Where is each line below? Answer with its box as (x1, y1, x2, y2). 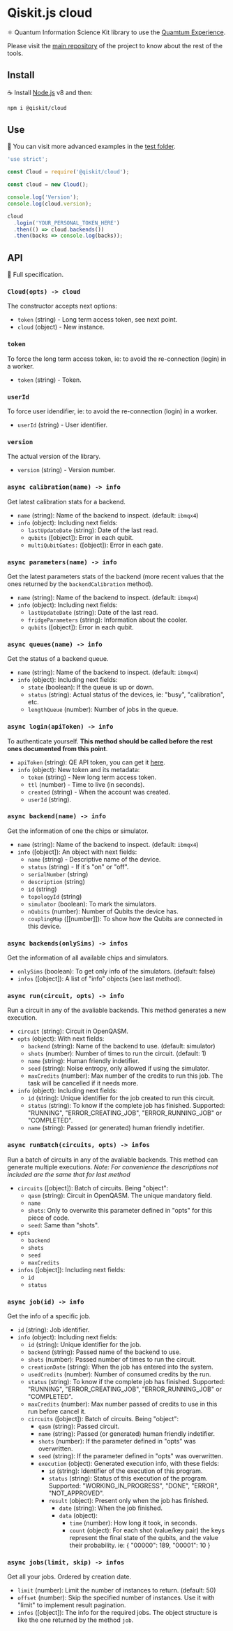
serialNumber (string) (27, 869, 89, 878)
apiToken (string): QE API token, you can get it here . (17, 757, 166, 767)
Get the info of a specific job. (7, 1311, 91, 1320)
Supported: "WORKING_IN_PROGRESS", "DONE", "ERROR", (48, 1481, 219, 1490)
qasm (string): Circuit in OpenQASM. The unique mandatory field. (27, 1191, 213, 1199)
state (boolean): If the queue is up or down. (27, 683, 154, 692)
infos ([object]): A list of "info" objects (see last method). (17, 974, 182, 983)
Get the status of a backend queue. (7, 655, 109, 663)
